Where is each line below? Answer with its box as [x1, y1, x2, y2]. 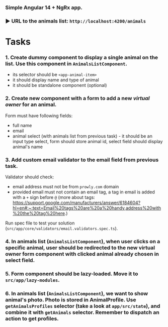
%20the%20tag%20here [12, 210, 65, 216]
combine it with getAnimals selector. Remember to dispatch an [5, 308, 159, 315]
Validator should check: [5, 174, 54, 180]
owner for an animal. [5, 101, 57, 108]
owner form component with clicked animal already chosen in [5, 250, 159, 257]
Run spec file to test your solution [5, 220, 75, 226]
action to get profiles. [5, 315, 59, 322]
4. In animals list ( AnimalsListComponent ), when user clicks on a [5, 238, 160, 245]
